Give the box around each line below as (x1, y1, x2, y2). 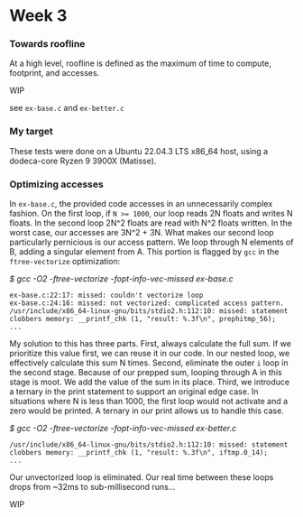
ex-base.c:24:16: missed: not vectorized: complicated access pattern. (9, 299, 284, 308)
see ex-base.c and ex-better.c (9, 103, 124, 114)
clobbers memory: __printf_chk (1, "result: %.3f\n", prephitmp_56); (9, 315, 277, 324)
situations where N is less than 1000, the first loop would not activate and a (9, 396, 289, 407)
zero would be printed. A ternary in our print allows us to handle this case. (9, 405, 284, 416)
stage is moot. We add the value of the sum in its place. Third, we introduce (9, 376, 290, 388)
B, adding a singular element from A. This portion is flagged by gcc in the (9, 246, 280, 257)
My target (9, 125, 54, 138)
